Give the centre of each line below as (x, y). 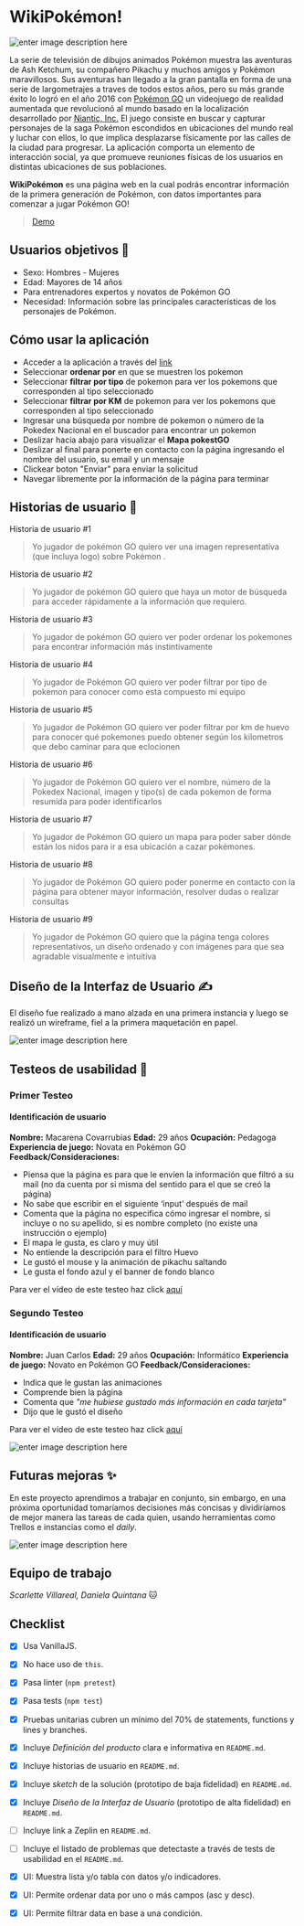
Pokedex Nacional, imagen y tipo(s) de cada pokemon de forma (152, 792)
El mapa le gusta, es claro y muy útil (90, 1242)
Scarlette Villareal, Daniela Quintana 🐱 (84, 1595)
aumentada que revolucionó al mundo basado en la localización (129, 108)
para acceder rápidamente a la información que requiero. (139, 601)
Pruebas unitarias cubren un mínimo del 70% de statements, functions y (158, 1719)
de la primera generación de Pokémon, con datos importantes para (136, 194)
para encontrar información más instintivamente (122, 647)
